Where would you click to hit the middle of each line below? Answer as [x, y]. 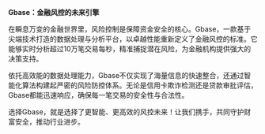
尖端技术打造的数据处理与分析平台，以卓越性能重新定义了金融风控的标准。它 [133, 39]
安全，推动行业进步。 [49, 122]
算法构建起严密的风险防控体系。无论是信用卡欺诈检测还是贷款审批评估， [140, 85]
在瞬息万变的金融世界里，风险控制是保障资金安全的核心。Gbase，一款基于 [130, 29]
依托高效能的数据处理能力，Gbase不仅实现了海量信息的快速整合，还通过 [126, 75]
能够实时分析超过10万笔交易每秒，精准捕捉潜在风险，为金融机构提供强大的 [130, 49]
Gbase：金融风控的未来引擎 [54, 12]
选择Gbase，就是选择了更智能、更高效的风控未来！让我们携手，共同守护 [126, 112]
